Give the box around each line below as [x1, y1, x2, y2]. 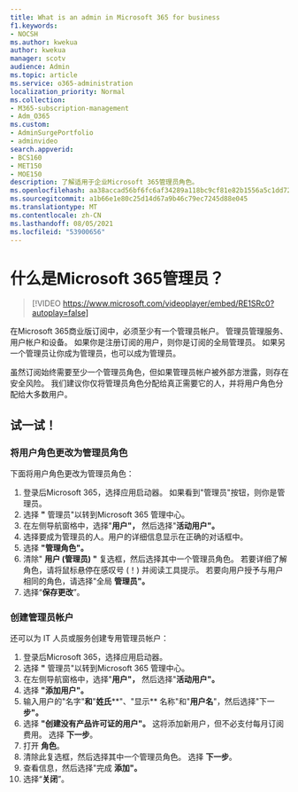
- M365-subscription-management [10, 104, 129, 113]
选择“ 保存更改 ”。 [22, 587, 85, 597]
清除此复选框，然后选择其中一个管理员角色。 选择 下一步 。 [22, 751, 237, 763]
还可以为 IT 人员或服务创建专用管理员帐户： [10, 633, 169, 644]
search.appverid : [10, 145, 74, 153]
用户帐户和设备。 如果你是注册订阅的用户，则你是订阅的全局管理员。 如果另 [10, 337, 286, 348]
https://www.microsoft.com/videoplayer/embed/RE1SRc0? [62, 298, 275, 309]
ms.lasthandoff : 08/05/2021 [10, 219, 114, 228]
